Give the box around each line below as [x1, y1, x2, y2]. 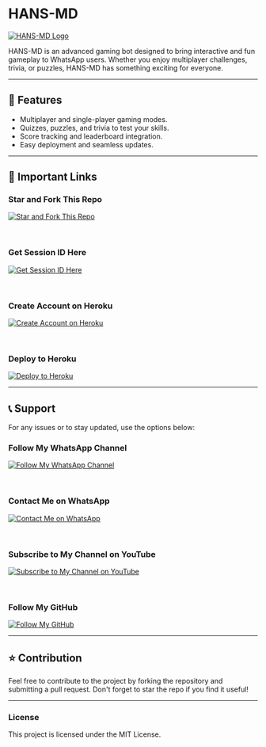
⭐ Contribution [8, 651, 82, 665]
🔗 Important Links [8, 170, 97, 184]
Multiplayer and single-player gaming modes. [19, 114, 168, 124]
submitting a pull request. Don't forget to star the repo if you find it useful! [8, 684, 249, 694]
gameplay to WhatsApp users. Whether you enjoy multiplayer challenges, [8, 55, 248, 64]
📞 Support [8, 402, 56, 415]
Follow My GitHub [8, 601, 78, 612]
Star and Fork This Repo [8, 194, 103, 205]
